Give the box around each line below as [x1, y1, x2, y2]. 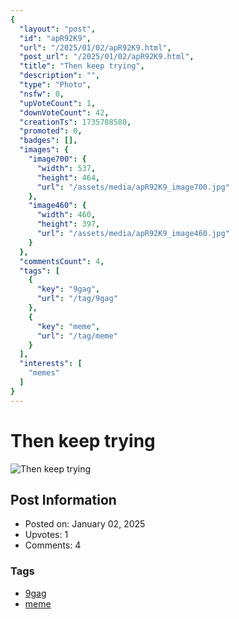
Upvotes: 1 [24, 529, 69, 541]
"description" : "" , [19, 71, 101, 81]
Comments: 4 [24, 539, 82, 551]
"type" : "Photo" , [19, 80, 92, 90]
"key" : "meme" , [36, 321, 101, 331]
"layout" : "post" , [19, 24, 97, 34]
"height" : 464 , [36, 172, 101, 183]
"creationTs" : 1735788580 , [19, 117, 132, 127]
